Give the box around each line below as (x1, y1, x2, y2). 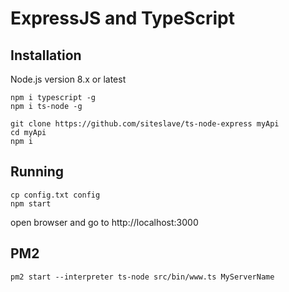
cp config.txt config (10, 190, 101, 200)
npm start (10, 198, 52, 209)
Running (10, 163, 65, 181)
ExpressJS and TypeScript (10, 7, 235, 30)
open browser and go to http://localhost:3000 (10, 216, 199, 228)
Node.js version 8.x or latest (10, 73, 127, 85)
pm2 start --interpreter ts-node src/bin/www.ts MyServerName (10, 272, 275, 282)
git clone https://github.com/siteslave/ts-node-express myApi (10, 119, 280, 129)
